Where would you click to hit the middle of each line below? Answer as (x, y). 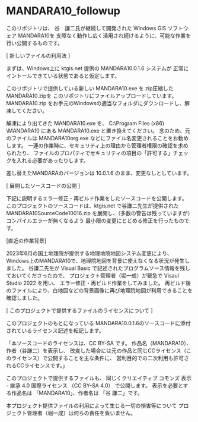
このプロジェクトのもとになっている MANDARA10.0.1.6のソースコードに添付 (98, 323)
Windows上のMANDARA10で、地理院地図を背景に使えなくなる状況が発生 (95, 260)
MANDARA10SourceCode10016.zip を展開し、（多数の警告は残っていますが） (100, 213)
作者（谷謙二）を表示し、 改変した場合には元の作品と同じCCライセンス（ (96, 350)
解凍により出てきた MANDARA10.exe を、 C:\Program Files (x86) (85, 123)
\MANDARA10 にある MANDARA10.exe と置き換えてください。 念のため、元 (98, 130)
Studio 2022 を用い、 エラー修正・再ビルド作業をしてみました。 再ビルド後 (98, 283)
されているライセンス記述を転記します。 (55, 330)
